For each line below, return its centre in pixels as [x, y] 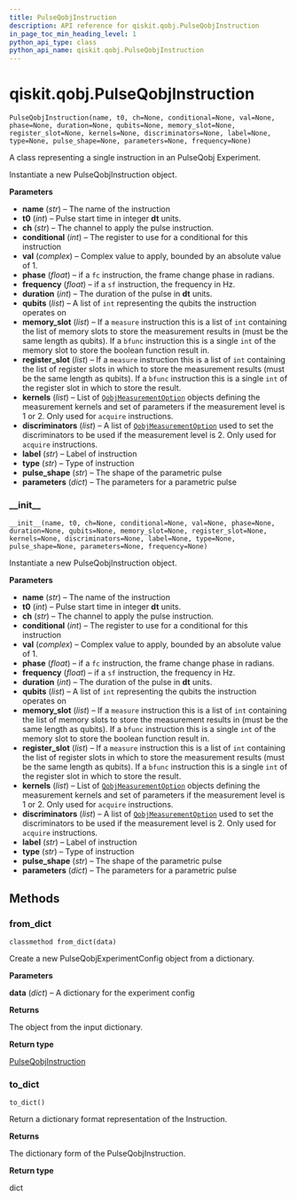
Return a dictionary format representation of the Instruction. [118, 1119]
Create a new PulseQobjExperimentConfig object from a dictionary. [132, 959]
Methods [35, 898]
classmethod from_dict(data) [63, 942]
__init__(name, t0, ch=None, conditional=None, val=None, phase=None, [142, 524]
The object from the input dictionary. [76, 1027]
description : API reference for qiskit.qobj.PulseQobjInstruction [134, 26]
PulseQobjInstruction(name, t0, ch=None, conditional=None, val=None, [142, 118]
